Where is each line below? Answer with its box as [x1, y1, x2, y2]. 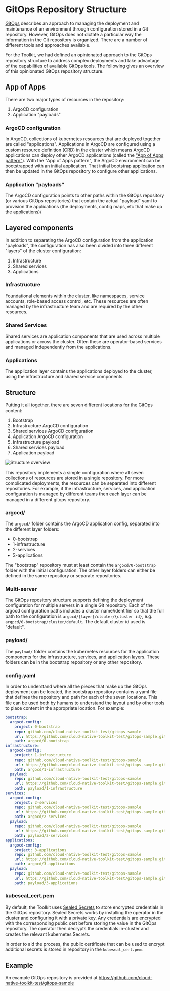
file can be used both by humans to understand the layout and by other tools [5, 699, 165, 706]
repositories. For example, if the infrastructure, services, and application [5, 485, 156, 491]
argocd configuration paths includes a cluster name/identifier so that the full [5, 608, 164, 614]
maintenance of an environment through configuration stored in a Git [5, 25, 148, 32]
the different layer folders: [5, 526, 60, 532]
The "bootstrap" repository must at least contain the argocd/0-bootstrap [5, 562, 156, 568]
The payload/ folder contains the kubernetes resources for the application [5, 648, 159, 654]
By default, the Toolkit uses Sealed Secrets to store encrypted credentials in [5, 904, 164, 910]
